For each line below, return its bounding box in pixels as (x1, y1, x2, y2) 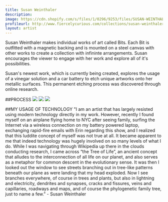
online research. (5, 86, 38, 92)
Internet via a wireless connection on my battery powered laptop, (5, 122, 139, 128)
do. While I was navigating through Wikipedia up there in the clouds (5, 143, 144, 150)
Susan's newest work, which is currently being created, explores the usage (5, 70, 160, 76)
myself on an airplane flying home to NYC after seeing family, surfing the (5, 117, 155, 123)
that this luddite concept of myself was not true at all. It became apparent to (5, 133, 161, 139)
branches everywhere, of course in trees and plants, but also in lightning (5, 175, 154, 181)
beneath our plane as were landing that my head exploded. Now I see (5, 170, 148, 176)
